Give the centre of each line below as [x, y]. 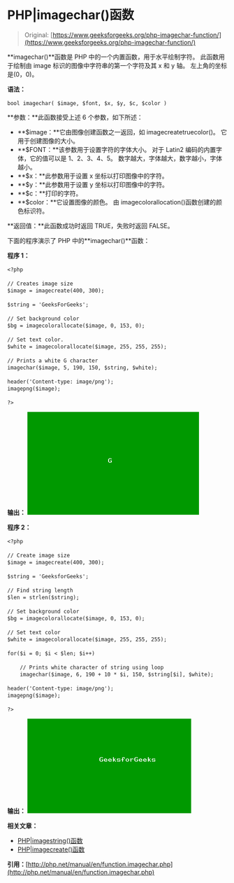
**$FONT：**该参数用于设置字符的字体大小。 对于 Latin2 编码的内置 [117, 149]
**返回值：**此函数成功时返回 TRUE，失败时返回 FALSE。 [90, 225]
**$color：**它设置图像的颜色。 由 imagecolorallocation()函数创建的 [117, 202]
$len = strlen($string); [43, 597]
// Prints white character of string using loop [92, 667]
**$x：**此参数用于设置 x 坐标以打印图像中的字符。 [93, 176]
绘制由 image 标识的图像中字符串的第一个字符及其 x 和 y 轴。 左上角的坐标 [120, 65]
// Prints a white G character [53, 361]
